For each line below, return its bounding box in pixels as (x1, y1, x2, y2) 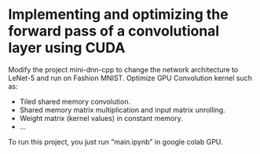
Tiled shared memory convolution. (19, 97, 131, 106)
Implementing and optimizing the (8, 5, 229, 24)
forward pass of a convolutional (8, 22, 220, 40)
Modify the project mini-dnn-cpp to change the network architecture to (8, 64, 239, 74)
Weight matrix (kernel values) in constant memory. (19, 113, 183, 123)
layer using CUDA (8, 39, 126, 57)
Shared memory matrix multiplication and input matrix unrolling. (19, 104, 225, 115)
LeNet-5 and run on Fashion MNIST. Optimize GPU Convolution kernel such (8, 73, 253, 82)
